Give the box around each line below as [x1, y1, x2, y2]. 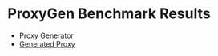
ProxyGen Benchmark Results [7, 5, 211, 23]
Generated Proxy [18, 39, 75, 48]
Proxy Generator [18, 31, 74, 40]
